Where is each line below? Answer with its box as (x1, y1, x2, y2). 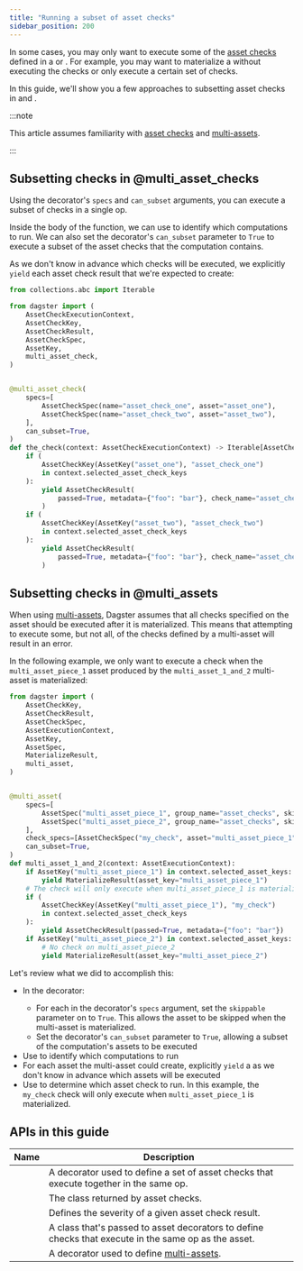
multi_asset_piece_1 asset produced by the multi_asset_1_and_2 (9, 665, 251, 676)
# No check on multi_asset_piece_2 (41, 943, 176, 952)
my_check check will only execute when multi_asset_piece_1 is (22, 1088, 254, 1100)
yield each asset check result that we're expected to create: (9, 268, 234, 279)
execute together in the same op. (48, 1177, 188, 1190)
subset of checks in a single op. (9, 205, 128, 215)
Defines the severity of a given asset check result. (48, 1207, 261, 1220)
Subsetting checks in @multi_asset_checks (9, 170, 260, 186)
